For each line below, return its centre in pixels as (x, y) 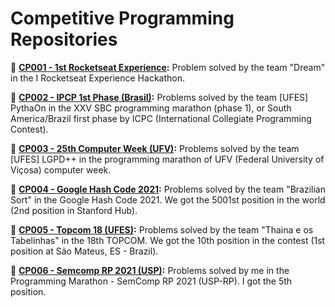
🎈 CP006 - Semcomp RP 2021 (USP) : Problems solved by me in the (150, 270)
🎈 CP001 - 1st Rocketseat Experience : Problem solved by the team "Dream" (168, 67)
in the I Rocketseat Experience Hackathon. (97, 78)
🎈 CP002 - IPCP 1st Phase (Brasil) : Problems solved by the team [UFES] (159, 97)
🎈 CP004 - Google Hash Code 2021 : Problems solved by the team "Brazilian (168, 189)
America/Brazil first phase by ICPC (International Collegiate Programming (161, 118)
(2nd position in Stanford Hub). (74, 210)
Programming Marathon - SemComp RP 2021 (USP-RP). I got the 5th (151, 281)
